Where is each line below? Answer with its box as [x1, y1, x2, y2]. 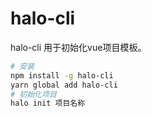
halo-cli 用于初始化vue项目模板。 [10, 41, 147, 53]
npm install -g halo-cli [10, 70, 114, 81]
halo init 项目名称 [10, 98, 86, 109]
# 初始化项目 [10, 89, 57, 99]
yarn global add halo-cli [10, 80, 118, 90]
